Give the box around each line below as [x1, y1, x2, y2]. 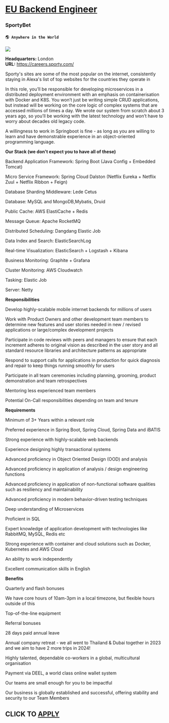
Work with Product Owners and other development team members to [5, 316, 149, 322]
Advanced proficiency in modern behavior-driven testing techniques [5, 496, 148, 503]
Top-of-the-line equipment [5, 610, 61, 616]
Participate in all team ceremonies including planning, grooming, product [5, 373, 156, 379]
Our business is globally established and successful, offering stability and [5, 690, 158, 696]
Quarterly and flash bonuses [5, 585, 65, 592]
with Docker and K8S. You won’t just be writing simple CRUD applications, [5, 97, 159, 103]
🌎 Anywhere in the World [5, 34, 59, 40]
